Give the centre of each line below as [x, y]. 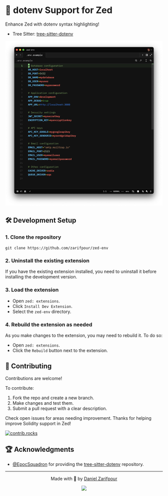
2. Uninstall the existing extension [47, 261]
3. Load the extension [32, 290]
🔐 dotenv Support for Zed [59, 10]
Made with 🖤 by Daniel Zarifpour [84, 478]
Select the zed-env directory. [42, 311]
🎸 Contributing [28, 366]
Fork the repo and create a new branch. [53, 398]
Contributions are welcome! [34, 378]
